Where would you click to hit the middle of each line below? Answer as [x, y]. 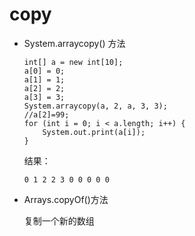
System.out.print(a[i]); [94, 132]
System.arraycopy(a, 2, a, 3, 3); [95, 106]
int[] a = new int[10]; [73, 62]
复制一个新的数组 [59, 220]
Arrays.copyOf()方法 [66, 199]
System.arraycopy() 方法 [74, 43]
